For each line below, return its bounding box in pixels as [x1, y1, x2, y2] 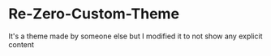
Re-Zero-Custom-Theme [8, 5, 180, 23]
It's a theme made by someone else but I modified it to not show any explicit [8, 31, 263, 41]
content [8, 39, 35, 49]
